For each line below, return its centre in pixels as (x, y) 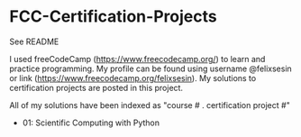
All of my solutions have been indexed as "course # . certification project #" (150, 105)
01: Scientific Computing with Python (91, 123)
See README (34, 41)
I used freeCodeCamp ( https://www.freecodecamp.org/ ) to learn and (137, 59)
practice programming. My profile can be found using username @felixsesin (151, 68)
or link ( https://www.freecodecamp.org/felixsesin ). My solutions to (133, 78)
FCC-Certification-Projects (114, 17)
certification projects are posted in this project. (96, 87)
